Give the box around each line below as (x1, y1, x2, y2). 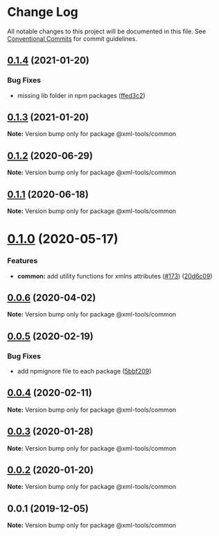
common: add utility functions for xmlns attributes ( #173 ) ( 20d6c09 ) (17, 271, 213, 280)
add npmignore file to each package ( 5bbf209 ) (17, 367, 152, 376)
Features (7, 256, 38, 266)
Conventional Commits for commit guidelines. (7, 34, 137, 42)
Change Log (7, 4, 78, 20)
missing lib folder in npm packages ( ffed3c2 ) (17, 91, 146, 99)
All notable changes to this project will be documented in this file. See (7, 27, 207, 35)
